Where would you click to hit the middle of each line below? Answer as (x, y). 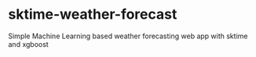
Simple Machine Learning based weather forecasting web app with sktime (128, 36)
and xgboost (28, 44)
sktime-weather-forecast (93, 14)
